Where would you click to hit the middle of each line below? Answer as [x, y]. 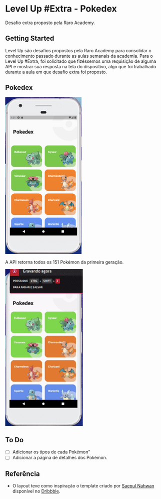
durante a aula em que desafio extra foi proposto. [56, 72]
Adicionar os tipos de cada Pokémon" [51, 452]
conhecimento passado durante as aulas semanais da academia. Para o [79, 56]
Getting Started [30, 38]
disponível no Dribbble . [36, 491]
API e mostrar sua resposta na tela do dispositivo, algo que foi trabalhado [81, 66]
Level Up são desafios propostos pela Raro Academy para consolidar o [78, 50]
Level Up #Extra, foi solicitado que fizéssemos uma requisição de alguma [81, 61]
